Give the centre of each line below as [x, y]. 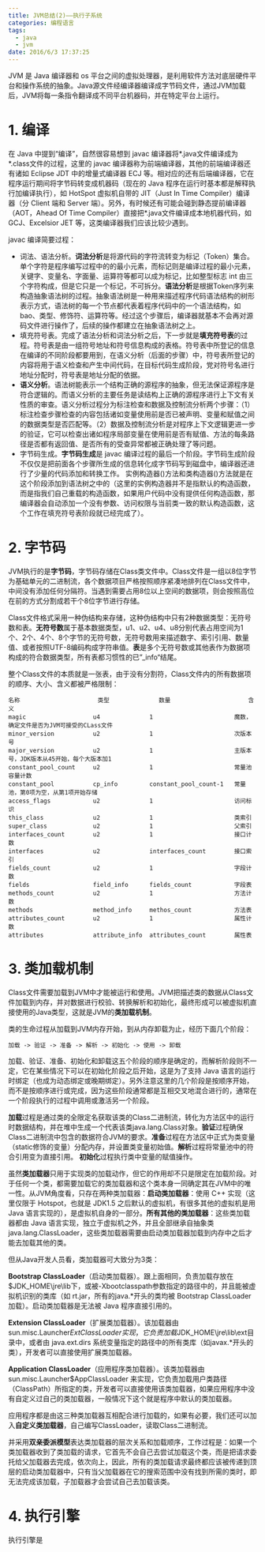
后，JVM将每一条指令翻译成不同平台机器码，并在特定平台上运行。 [116, 95]
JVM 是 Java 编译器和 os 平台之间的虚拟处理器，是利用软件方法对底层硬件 [129, 75]
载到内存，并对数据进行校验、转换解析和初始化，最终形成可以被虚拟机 [136, 1002]
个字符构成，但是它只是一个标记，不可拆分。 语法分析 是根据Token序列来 [136, 286]
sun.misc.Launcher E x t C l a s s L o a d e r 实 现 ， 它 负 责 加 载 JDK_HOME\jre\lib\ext [128, 1332]
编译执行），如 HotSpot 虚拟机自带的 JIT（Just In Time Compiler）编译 [136, 193]
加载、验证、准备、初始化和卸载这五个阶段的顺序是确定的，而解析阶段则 [125, 1061]
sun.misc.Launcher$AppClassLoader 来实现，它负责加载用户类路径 [118, 1378]
